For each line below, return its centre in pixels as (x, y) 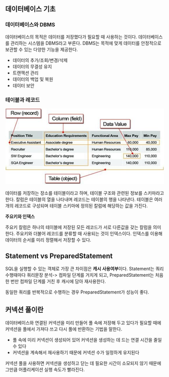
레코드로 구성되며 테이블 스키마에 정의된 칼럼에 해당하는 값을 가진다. (81, 205)
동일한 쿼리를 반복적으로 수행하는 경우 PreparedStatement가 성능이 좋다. (77, 292)
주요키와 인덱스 (20, 216)
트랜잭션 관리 (25, 73)
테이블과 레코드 (23, 100)
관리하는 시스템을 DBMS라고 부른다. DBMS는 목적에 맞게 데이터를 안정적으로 (86, 43)
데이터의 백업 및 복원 (33, 79)
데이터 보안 (23, 86)
